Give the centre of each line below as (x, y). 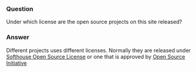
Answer (18, 37)
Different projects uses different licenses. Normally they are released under (99, 50)
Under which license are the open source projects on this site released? (94, 22)
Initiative (16, 63)
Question (20, 9)
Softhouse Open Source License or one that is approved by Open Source (96, 57)
